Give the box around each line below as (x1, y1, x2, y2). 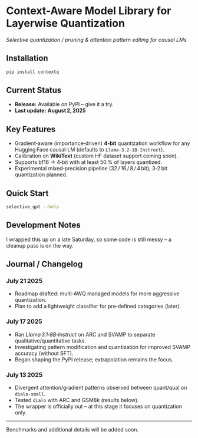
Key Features (6, 124, 56, 134)
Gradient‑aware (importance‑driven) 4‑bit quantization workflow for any (14, 140, 190, 147)
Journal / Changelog (6, 259, 83, 269)
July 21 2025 (6, 277, 43, 285)
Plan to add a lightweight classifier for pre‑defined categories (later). (14, 302, 181, 310)
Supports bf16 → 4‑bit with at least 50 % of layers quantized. (14, 159, 162, 166)
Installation (6, 53, 48, 63)
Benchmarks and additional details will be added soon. (6, 426, 139, 433)
